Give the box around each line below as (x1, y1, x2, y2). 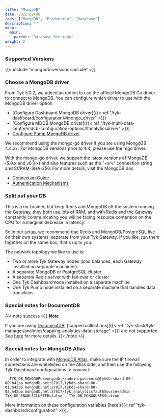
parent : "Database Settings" (14, 35, 74, 40)
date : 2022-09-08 (5, 12, 41, 17)
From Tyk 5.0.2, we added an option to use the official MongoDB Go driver (5, 90, 156, 96)
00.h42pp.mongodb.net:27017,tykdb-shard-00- (5, 381, 98, 386)
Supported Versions (5, 55, 54, 62)
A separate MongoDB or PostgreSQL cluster (12, 269, 102, 275)
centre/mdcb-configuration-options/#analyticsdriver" (12, 126, 121, 132)
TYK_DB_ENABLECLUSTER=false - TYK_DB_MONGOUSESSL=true (5, 393, 120, 398)
